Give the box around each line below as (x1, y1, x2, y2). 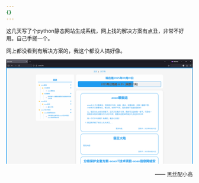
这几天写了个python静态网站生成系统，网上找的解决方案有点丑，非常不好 (6, 27, 184, 34)
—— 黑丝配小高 (155, 171, 193, 178)
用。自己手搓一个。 (6, 34, 53, 41)
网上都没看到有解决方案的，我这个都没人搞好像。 (6, 47, 126, 54)
